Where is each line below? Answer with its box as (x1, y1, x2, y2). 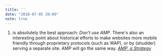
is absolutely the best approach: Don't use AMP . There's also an (12, 30, 144, 36)
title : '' (5, 7, 26, 12)
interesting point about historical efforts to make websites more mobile (12, 35, 158, 41)
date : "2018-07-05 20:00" (5, 12, 59, 17)
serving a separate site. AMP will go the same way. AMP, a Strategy (12, 45, 152, 52)
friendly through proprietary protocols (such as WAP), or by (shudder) (12, 40, 156, 46)
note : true (5, 16, 28, 21)
